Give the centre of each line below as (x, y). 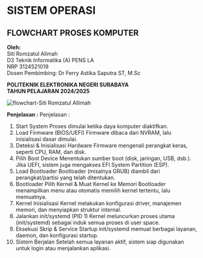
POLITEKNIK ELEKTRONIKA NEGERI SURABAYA (68, 85)
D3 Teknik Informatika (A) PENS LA (50, 60)
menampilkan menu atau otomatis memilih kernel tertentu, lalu (93, 190)
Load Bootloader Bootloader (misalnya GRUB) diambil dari (88, 171)
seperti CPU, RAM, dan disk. (51, 152)
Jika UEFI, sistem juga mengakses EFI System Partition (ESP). (92, 165)
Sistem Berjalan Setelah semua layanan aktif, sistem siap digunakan (100, 242)
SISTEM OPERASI (51, 11)
